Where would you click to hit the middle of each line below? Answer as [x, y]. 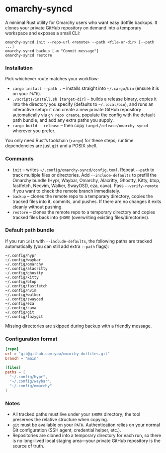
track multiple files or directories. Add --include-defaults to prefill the [84, 175]
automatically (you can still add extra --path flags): [57, 246]
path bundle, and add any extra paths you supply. [63, 120]
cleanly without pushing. [38, 207]
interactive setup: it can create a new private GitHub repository [77, 110]
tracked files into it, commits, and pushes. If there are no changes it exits [87, 201]
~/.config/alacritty [27, 268]
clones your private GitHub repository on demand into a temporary [73, 27]
